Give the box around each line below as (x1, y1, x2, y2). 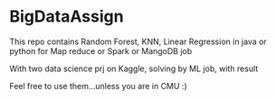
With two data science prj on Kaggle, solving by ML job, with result (9, 63, 259, 74)
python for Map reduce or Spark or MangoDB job (9, 45, 193, 56)
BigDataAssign (9, 6, 124, 27)
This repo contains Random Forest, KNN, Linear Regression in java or (9, 36, 267, 47)
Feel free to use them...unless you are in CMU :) (9, 80, 187, 91)
